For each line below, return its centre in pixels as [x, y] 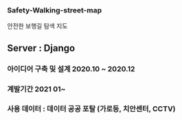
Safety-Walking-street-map [55, 10]
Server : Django [41, 48]
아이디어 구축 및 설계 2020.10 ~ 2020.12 [71, 69]
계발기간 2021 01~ [36, 89]
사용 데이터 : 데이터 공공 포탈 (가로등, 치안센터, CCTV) [92, 109]
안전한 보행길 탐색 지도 [37, 26]
